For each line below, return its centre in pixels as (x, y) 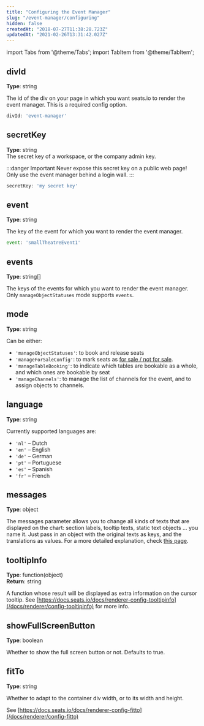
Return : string (24, 581)
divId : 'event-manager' (37, 116)
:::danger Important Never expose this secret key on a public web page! (97, 168)
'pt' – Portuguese (38, 463)
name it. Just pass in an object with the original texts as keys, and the (94, 534)
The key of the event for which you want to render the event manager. (95, 232)
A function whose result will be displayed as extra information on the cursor (102, 593)
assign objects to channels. (50, 385)
